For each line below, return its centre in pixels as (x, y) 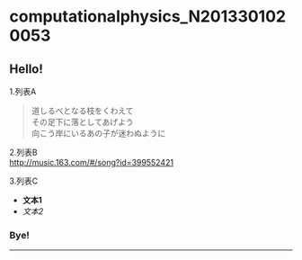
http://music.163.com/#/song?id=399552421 (91, 162)
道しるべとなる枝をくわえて (82, 111)
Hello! (26, 69)
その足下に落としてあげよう (82, 122)
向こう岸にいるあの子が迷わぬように (98, 133)
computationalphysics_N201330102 (147, 17)
